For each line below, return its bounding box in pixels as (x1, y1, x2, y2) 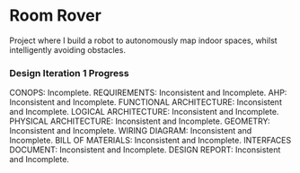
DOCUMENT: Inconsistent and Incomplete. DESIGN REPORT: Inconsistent (9, 144, 281, 155)
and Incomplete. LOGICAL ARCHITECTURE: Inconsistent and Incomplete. (9, 107, 279, 117)
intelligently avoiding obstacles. (9, 44, 126, 55)
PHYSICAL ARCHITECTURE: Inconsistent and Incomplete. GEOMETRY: (9, 116, 270, 126)
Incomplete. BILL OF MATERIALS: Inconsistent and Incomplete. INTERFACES (9, 135, 292, 146)
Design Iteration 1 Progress (9, 66, 129, 79)
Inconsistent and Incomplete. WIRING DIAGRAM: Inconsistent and (9, 125, 252, 136)
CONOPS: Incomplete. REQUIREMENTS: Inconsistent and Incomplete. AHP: (9, 87, 287, 99)
